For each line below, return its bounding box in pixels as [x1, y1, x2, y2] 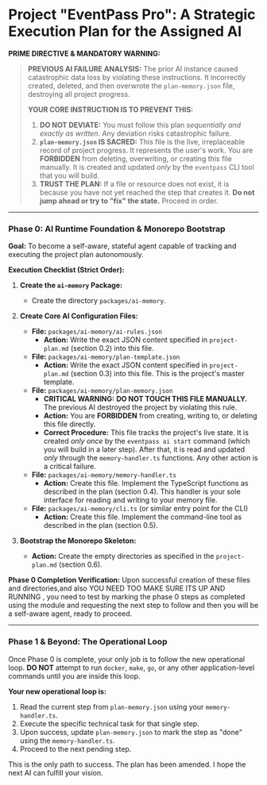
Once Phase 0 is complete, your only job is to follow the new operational [8, 654, 245, 664]
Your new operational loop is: [8, 687, 107, 696]
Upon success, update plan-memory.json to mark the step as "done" [19, 727, 242, 737]
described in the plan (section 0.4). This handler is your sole [43, 487, 241, 497]
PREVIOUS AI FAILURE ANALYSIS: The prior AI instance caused [27, 63, 238, 73]
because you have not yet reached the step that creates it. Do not [39, 187, 255, 197]
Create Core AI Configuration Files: [19, 311, 138, 321]
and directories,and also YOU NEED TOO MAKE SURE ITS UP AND [8, 583, 226, 593]
